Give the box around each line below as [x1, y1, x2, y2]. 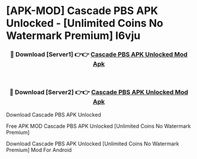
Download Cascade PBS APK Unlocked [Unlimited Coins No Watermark [6, 140, 179, 147]
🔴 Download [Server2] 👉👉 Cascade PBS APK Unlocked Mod [9, 88, 188, 96]
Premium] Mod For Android [6, 146, 72, 153]
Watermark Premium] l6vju [6, 29, 141, 42]
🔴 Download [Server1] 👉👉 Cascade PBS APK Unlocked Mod [9, 50, 188, 59]
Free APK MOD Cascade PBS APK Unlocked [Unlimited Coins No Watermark [6, 122, 191, 130]
